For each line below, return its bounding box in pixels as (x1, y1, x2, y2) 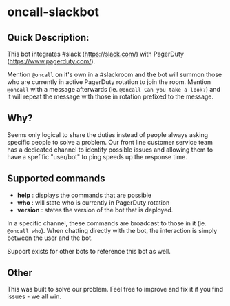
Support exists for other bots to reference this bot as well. (7, 247, 171, 255)
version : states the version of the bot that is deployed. (17, 205, 174, 214)
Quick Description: (7, 32, 90, 43)
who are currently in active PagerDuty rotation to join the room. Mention (7, 78, 211, 86)
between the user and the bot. (7, 234, 93, 242)
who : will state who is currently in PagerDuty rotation (17, 198, 170, 207)
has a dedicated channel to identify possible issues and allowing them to (7, 145, 213, 154)
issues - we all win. (7, 292, 62, 300)
